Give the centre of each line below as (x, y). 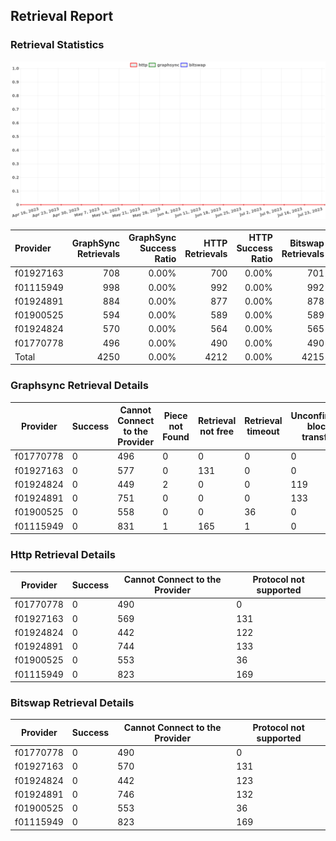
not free (216, 431)
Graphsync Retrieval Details (79, 386)
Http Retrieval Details (63, 555)
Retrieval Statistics (57, 45)
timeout (263, 431)
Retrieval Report (62, 16)
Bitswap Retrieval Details (72, 702)
